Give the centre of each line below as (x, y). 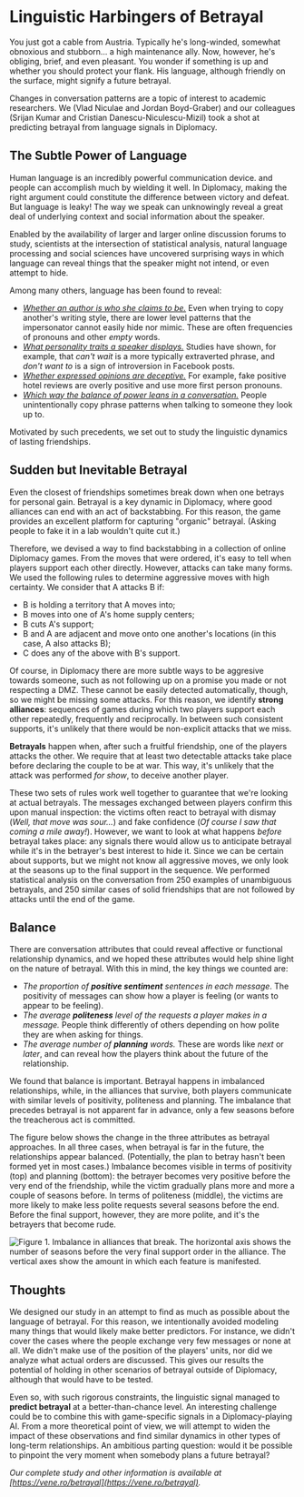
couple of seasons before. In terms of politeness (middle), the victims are (147, 1196)
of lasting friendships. (50, 441)
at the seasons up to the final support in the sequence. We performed (140, 869)
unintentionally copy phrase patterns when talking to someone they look (157, 404)
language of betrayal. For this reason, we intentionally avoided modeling (144, 1321)
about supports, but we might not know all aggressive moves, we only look (149, 860)
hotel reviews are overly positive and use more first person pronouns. (152, 385)
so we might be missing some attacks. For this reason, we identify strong (147, 699)
